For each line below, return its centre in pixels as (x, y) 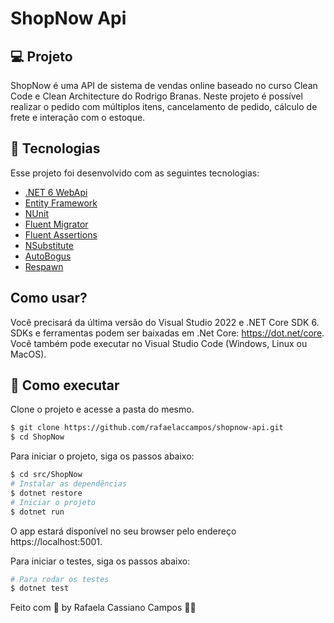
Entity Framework (61, 203)
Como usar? (49, 298)
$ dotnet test (40, 588)
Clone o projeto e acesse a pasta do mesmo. (102, 409)
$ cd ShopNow (37, 437)
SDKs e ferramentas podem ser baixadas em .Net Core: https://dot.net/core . (167, 333)
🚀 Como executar (65, 385)
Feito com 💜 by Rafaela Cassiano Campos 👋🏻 (103, 608)
